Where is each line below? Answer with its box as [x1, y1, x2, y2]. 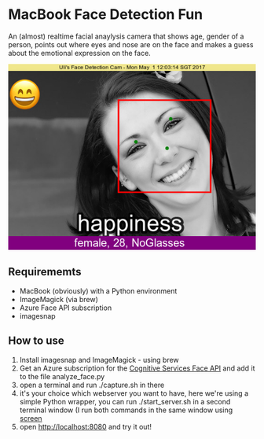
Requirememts [8, 265, 82, 279]
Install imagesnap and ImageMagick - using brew [19, 355, 179, 364]
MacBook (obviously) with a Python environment [19, 286, 178, 296]
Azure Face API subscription [19, 303, 112, 312]
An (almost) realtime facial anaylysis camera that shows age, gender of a [8, 31, 244, 41]
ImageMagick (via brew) [19, 294, 98, 304]
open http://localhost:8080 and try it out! [19, 422, 152, 431]
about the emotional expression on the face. [8, 48, 151, 57]
